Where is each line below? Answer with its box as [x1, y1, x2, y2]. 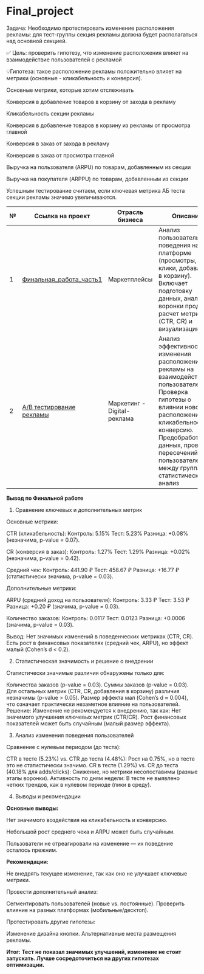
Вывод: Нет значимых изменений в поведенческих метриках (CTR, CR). [6, 632, 194, 640]
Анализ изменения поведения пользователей [15, 731, 134, 739]
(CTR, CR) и [158, 317, 193, 325]
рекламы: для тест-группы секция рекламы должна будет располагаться [6, 30, 198, 38]
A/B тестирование [22, 402, 76, 411]
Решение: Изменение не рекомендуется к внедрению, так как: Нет [6, 706, 182, 714]
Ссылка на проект [34, 212, 90, 220]
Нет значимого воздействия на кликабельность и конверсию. [6, 816, 168, 823]
